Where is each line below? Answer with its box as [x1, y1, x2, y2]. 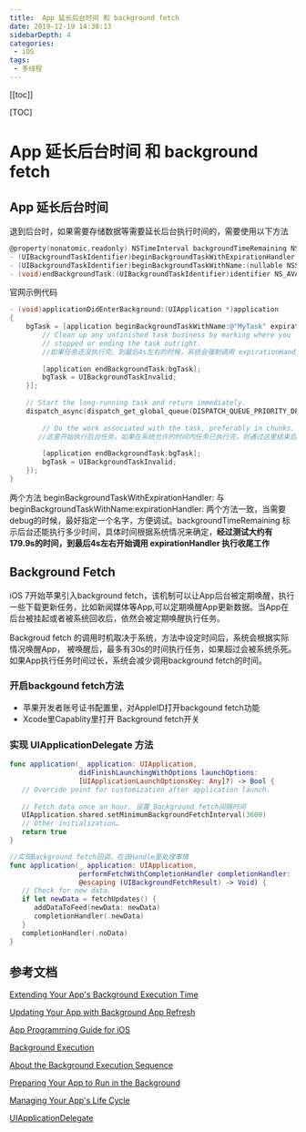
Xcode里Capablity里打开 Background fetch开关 [22, 713, 200, 724]
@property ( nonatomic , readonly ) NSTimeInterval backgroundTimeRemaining [9, 243, 287, 253]
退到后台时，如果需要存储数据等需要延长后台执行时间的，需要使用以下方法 [9, 225, 289, 237]
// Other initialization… [21, 819, 120, 829]
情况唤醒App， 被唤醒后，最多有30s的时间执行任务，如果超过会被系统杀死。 [9, 643, 297, 654]
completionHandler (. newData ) [33, 912, 145, 921]
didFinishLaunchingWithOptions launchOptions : [78, 769, 259, 778]
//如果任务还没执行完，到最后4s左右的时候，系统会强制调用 [42, 347, 235, 356]
